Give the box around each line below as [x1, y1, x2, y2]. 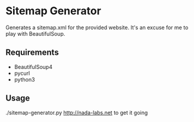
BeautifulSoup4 [14, 63, 53, 70]
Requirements [5, 48, 59, 58]
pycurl [14, 70, 30, 77]
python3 [14, 76, 35, 83]
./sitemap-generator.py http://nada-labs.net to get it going [5, 109, 148, 116]
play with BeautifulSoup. [5, 30, 65, 37]
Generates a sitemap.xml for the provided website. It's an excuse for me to [5, 24, 189, 31]
